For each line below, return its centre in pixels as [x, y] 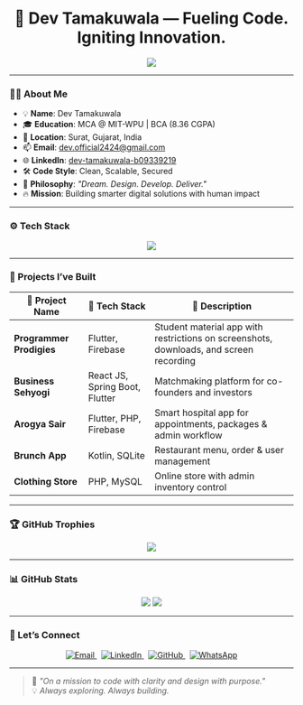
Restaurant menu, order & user [219, 450]
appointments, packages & [211, 423]
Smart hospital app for [202, 413]
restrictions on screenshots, [214, 338]
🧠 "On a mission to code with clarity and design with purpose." [148, 681]
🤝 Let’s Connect [45, 635]
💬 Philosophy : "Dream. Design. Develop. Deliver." [115, 184]
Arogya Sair [40, 423]
